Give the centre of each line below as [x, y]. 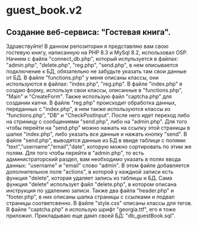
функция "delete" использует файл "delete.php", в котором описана [91, 184]
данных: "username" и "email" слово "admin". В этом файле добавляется [98, 165]
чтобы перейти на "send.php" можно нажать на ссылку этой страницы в [98, 128]
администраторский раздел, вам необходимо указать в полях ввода [94, 159]
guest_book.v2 [44, 10]
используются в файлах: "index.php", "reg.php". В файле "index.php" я [94, 84]
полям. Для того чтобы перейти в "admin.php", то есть [75, 153]
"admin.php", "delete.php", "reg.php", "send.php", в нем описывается [92, 65]
